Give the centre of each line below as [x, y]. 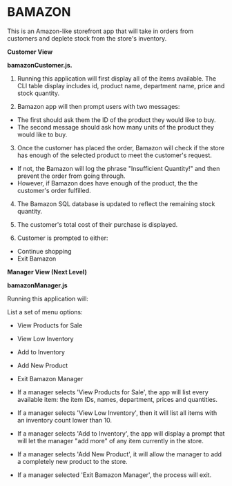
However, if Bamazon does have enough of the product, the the [107, 183]
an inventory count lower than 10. [65, 420]
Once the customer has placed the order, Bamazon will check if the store [121, 148]
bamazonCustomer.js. [40, 65]
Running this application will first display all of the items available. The [117, 78]
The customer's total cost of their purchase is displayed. [97, 224]
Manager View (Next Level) [47, 272]
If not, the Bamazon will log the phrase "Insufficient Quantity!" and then [118, 168]
